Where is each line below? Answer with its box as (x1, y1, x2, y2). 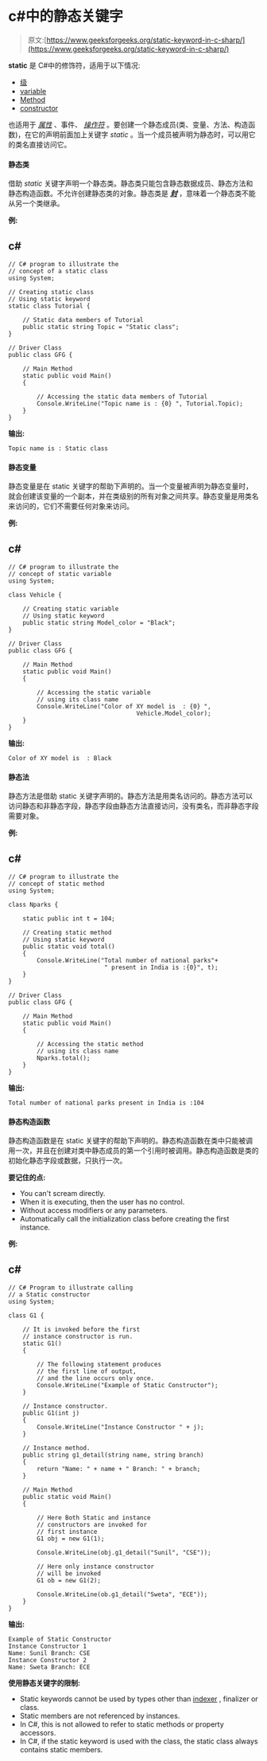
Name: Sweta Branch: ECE (8, 1663, 91, 1671)
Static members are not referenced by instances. (19, 1711, 180, 1720)
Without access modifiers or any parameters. (19, 1206, 168, 1215)
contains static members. (19, 1745, 103, 1754)
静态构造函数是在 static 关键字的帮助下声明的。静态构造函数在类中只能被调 (8, 1136, 253, 1146)
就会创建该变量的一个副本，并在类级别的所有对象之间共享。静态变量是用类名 (8, 492, 259, 501)
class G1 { (8, 1312, 44, 1320)
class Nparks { (8, 900, 59, 908)
